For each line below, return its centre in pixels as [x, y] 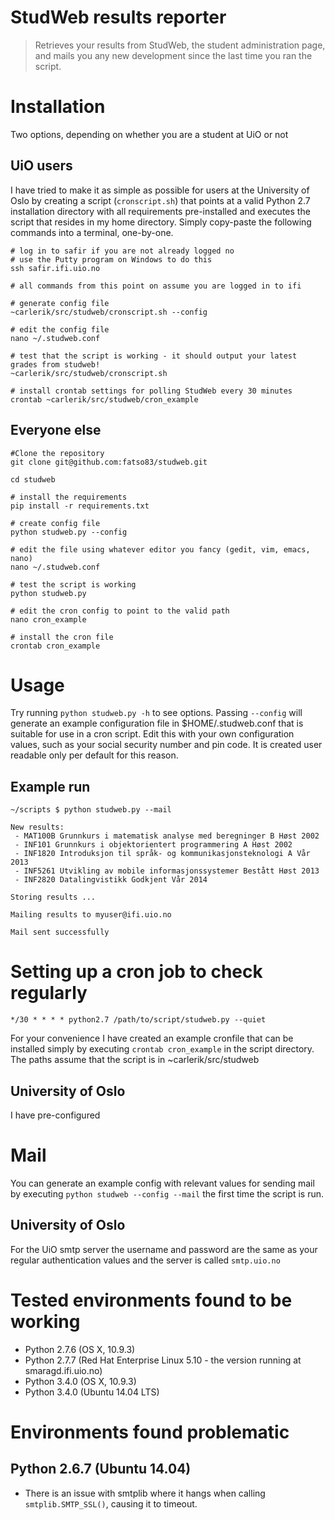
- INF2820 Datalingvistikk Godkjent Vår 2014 [111, 880]
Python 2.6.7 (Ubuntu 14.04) [101, 1469]
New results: [37, 827]
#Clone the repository [57, 453]
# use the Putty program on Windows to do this [111, 259]
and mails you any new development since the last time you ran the [173, 55]
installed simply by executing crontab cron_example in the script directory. [162, 1049]
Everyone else [56, 430]
